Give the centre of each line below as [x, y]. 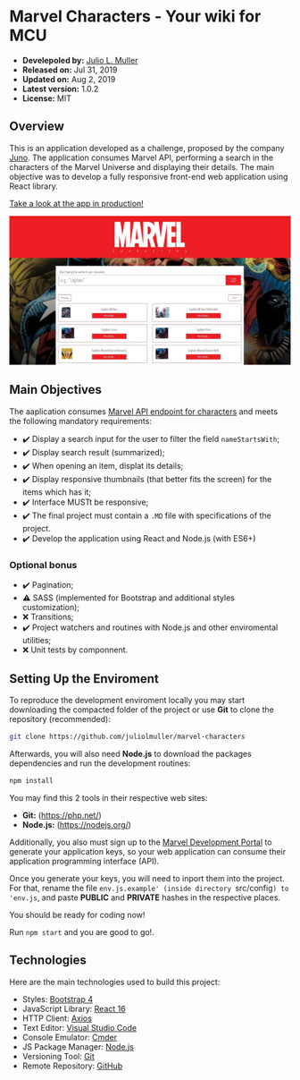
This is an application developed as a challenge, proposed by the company [147, 148]
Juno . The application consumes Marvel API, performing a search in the [142, 157]
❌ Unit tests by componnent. [75, 650]
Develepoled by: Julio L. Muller [80, 60]
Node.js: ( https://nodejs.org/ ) [77, 824]
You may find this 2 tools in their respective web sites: [108, 797]
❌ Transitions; [48, 617]
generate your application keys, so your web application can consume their [148, 851]
